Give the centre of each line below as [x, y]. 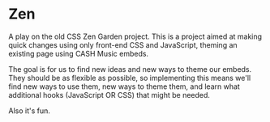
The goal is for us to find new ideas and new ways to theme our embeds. [130, 69]
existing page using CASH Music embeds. [78, 53]
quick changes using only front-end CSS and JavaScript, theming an [123, 44]
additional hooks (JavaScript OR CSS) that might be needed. [109, 95]
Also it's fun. [30, 111]
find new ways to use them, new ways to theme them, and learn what [124, 86]
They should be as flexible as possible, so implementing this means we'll [130, 78]
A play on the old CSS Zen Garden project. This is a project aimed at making [135, 36]
